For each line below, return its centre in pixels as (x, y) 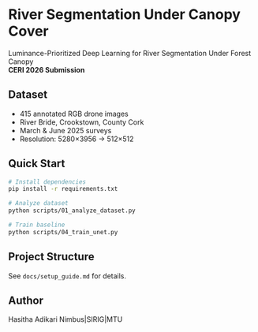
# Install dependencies (47, 182)
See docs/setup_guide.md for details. (67, 276)
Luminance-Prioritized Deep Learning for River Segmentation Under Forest (130, 53)
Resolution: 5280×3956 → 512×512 (77, 139)
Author (26, 301)
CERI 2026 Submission (47, 69)
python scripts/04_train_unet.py (63, 232)
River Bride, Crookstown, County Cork (82, 122)
